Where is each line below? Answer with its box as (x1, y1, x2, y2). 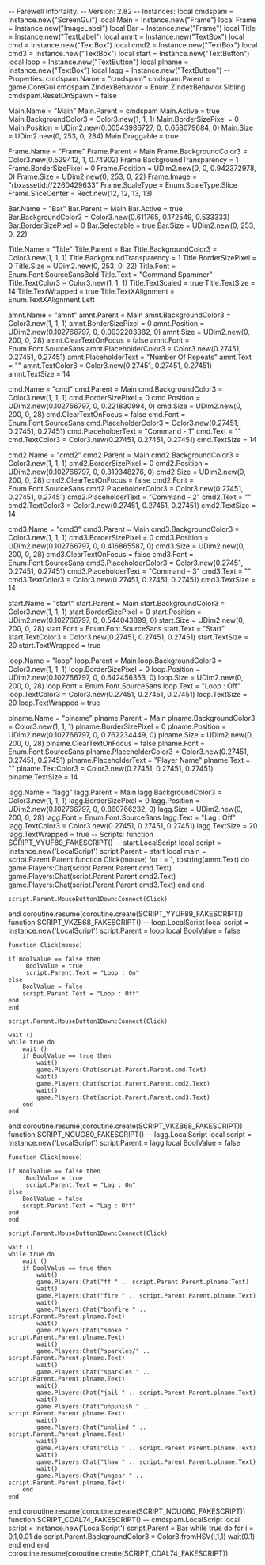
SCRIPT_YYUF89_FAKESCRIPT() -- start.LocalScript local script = (8, 838, 221, 847)
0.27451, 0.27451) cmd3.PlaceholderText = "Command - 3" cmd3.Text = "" (8, 567, 252, 576)
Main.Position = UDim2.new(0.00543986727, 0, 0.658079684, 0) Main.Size (8, 123, 254, 132)
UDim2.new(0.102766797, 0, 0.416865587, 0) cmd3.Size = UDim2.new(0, (8, 541, 245, 551)
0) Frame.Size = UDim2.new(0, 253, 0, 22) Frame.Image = (8, 172, 198, 181)
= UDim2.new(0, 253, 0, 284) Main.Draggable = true (8, 131, 180, 141)
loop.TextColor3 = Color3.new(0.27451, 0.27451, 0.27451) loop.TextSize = (8, 690, 248, 699)
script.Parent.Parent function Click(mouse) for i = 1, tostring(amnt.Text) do (8, 854, 250, 864)
